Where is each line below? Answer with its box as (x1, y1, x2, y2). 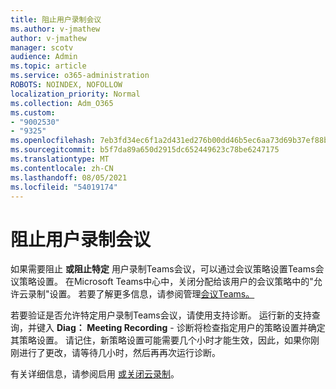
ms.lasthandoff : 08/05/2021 (10, 172, 128, 183)
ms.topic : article (10, 61, 87, 71)
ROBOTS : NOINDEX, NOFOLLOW (10, 80, 123, 90)
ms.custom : (10, 107, 56, 118)
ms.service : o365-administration (10, 71, 150, 81)
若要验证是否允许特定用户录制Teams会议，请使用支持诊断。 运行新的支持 (10, 309, 312, 321)
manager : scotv (10, 42, 74, 53)
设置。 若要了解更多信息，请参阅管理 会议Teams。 (49, 288, 255, 300)
